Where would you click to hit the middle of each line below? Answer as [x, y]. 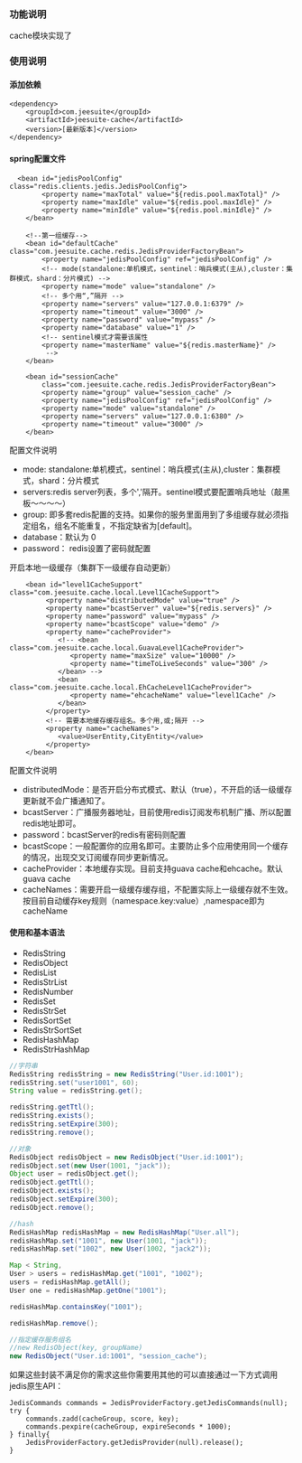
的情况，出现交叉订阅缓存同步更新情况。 [97, 857]
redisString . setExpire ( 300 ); [64, 1124]
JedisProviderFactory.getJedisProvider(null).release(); [135, 1443]
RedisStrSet [44, 1010]
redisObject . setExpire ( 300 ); [64, 1199]
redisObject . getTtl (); [52, 1182]
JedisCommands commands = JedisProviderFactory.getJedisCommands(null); [149, 1403]
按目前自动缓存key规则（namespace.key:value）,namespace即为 [143, 900]
